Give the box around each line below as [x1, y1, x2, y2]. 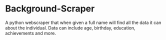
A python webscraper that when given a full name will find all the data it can [5, 19, 161, 25]
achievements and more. [5, 30, 56, 36]
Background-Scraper [5, 3, 95, 14]
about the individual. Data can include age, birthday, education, [5, 24, 136, 30]
